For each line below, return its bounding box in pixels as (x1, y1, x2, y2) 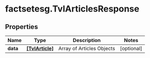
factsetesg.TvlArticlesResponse (5, 3, 140, 14)
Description (73, 37, 101, 43)
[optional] (120, 45, 143, 52)
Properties (5, 23, 38, 31)
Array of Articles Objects (58, 45, 115, 52)
